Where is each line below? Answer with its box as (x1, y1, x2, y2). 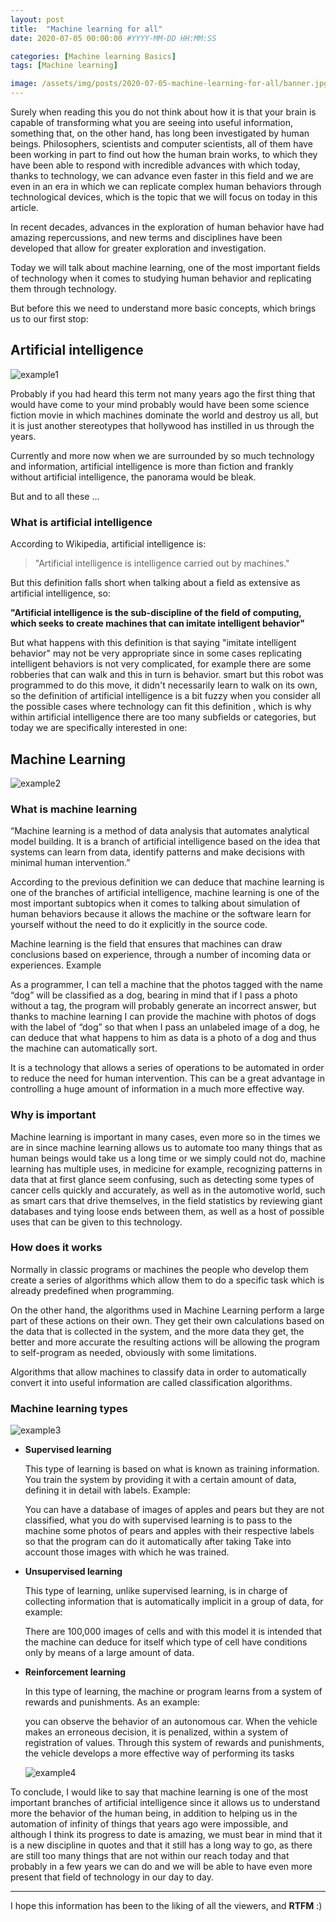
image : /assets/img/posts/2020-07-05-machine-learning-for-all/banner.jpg (10, 79, 329, 89)
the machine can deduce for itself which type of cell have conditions (24, 1636, 308, 1648)
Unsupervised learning (24, 1566, 123, 1578)
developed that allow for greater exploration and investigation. (10, 242, 267, 254)
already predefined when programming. (10, 1284, 175, 1296)
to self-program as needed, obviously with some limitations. (10, 1346, 258, 1358)
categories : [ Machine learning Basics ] (10, 51, 177, 61)
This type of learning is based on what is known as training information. (24, 1463, 320, 1475)
